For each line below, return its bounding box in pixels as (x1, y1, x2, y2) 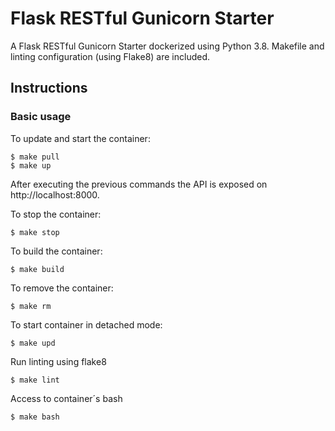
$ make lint (10, 375, 60, 385)
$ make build (10, 264, 65, 274)
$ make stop (10, 227, 60, 237)
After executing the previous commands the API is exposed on (10, 178, 268, 190)
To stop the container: (10, 208, 102, 220)
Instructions (10, 80, 88, 97)
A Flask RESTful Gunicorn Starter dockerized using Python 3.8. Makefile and (10, 40, 325, 52)
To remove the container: (10, 282, 114, 294)
